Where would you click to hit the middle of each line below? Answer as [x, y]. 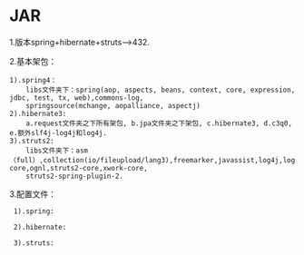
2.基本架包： [33, 61]
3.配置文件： [33, 194]
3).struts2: [32, 141]
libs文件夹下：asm [57, 151]
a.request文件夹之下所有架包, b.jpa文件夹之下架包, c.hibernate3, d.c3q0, [159, 123]
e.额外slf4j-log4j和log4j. [58, 132]
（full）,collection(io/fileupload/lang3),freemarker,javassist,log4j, [146, 160]
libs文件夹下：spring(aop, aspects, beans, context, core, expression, [161, 90]
